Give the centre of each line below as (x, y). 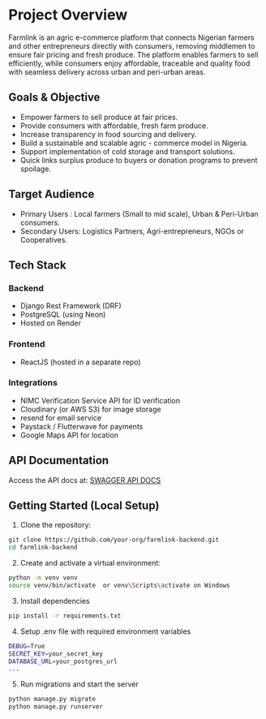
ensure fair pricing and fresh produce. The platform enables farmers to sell (133, 54)
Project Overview (68, 15)
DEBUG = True (27, 646)
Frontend (27, 344)
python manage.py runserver (56, 707)
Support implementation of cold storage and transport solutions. (127, 151)
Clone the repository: (56, 525)
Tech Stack (37, 265)
